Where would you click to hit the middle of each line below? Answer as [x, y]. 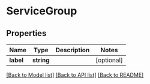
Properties [26, 33]
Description [73, 50]
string [41, 60]
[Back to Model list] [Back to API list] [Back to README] [75, 75]
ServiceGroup [42, 11]
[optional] [109, 60]
